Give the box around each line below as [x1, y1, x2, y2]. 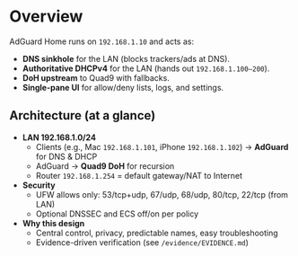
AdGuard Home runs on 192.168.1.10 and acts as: [9, 36, 195, 47]
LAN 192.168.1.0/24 [22, 132, 97, 143]
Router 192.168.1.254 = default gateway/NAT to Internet [35, 170, 242, 181]
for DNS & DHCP [35, 151, 98, 162]
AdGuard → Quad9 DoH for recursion [35, 160, 175, 172]
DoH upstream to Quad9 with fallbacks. [22, 72, 171, 83]
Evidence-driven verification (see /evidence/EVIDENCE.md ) [35, 236, 250, 248]
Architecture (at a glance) [9, 108, 156, 123]
